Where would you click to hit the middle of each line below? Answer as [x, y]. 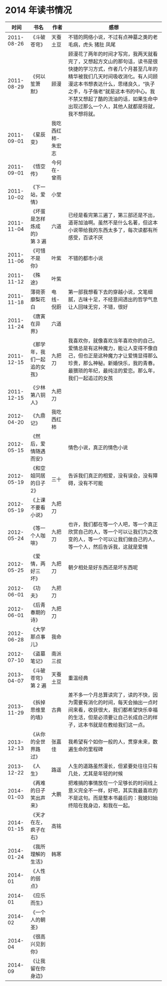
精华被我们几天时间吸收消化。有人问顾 [113, 76]
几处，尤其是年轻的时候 [95, 774]
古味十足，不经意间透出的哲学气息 [118, 299]
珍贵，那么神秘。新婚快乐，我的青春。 [113, 363]
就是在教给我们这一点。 [120, 725]
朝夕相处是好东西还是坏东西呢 [103, 567]
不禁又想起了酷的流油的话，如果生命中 [113, 99]
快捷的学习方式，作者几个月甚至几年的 [113, 69]
